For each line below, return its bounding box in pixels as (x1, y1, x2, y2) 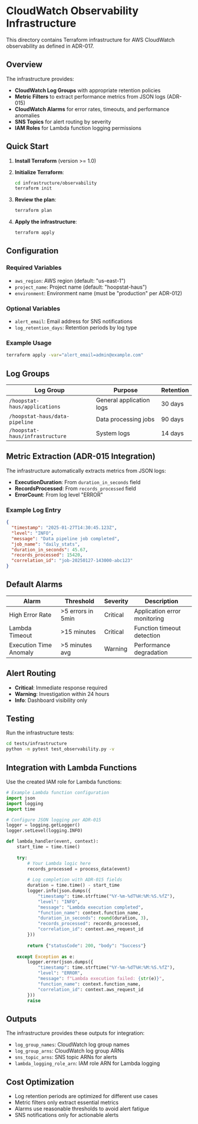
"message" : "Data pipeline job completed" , (11, 535, 120, 541)
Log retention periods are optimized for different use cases (14, 1093, 158, 1100)
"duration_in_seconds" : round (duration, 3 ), (37, 915, 149, 922)
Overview (6, 60, 43, 70)
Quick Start (6, 142, 49, 152)
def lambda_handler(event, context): (6, 838, 99, 845)
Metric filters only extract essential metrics (14, 1099, 119, 1106)
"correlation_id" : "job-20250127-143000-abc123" (11, 558, 133, 564)
